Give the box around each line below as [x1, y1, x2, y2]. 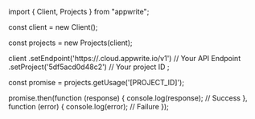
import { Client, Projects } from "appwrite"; [8, 7, 150, 16]
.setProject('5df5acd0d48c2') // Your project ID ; [8, 62, 171, 72]
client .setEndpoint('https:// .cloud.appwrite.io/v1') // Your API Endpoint [8, 54, 241, 63]
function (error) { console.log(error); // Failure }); [8, 102, 169, 111]
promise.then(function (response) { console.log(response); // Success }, [8, 93, 248, 103]
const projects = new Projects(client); [8, 38, 133, 47]
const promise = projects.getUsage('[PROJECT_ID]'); [8, 78, 185, 87]
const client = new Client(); [8, 23, 98, 31]
